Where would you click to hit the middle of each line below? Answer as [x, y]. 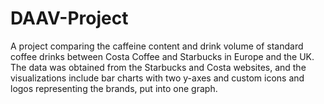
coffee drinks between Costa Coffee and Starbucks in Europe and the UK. [162, 56]
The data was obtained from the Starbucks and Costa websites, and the [158, 67]
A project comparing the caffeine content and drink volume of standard [157, 46]
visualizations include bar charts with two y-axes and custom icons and [157, 78]
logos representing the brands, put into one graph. [114, 88]
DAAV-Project [69, 18]
